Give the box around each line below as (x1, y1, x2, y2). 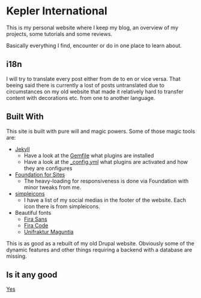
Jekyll (14, 145, 30, 153)
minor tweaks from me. (23, 184, 82, 191)
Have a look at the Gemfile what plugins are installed (23, 151, 154, 159)
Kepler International (6, 4, 108, 18)
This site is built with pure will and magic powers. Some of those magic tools (6, 127, 196, 135)
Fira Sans (23, 215, 47, 223)
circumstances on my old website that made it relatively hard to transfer (6, 88, 184, 95)
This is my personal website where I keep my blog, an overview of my (6, 24, 179, 31)
